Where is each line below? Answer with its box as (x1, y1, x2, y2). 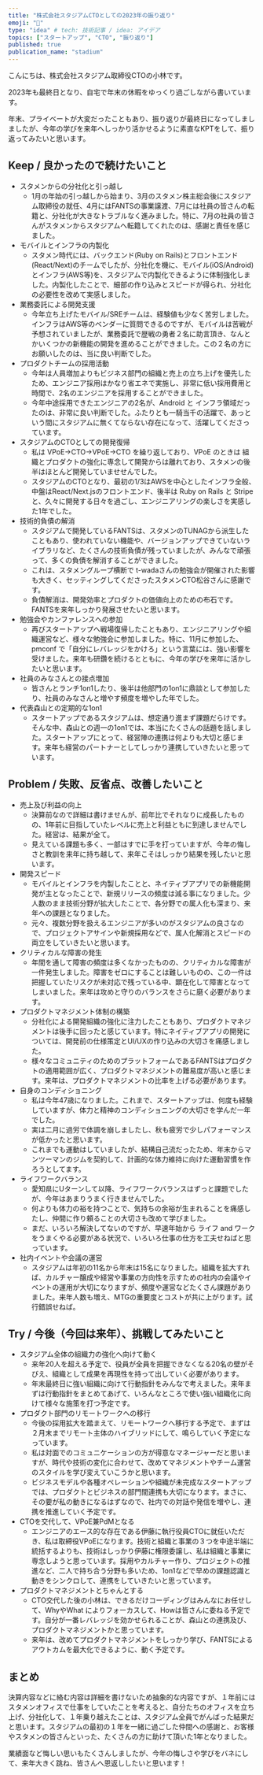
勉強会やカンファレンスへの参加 (19, 614, 123, 624)
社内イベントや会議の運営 (19, 1253, 103, 1262)
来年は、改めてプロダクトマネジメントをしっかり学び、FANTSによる (31, 1635, 254, 1644)
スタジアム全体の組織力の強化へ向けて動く (19, 1350, 157, 1359)
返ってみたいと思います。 (8, 134, 90, 143)
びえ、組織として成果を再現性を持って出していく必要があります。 (31, 1369, 243, 1379)
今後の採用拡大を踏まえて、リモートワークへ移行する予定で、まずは (31, 1418, 251, 1428)
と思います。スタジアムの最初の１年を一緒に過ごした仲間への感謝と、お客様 (8, 1722, 255, 1732)
